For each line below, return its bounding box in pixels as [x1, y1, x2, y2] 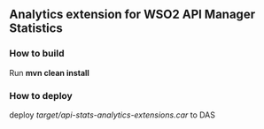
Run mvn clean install [9, 67, 90, 78]
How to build [9, 48, 65, 60]
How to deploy [9, 89, 73, 102]
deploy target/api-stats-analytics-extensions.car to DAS [9, 110, 215, 120]
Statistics [9, 21, 64, 36]
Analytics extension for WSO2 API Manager [9, 7, 255, 22]
